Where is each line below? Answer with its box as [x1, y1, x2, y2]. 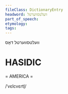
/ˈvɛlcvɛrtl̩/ [5, 83, 27, 90]
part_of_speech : [5, 16, 39, 21]
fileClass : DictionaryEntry [5, 7, 64, 12]
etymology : [5, 21, 28, 26]
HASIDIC [5, 57, 42, 68]
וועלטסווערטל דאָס [5, 39, 40, 45]
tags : [5, 26, 16, 31]
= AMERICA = [5, 73, 33, 80]
